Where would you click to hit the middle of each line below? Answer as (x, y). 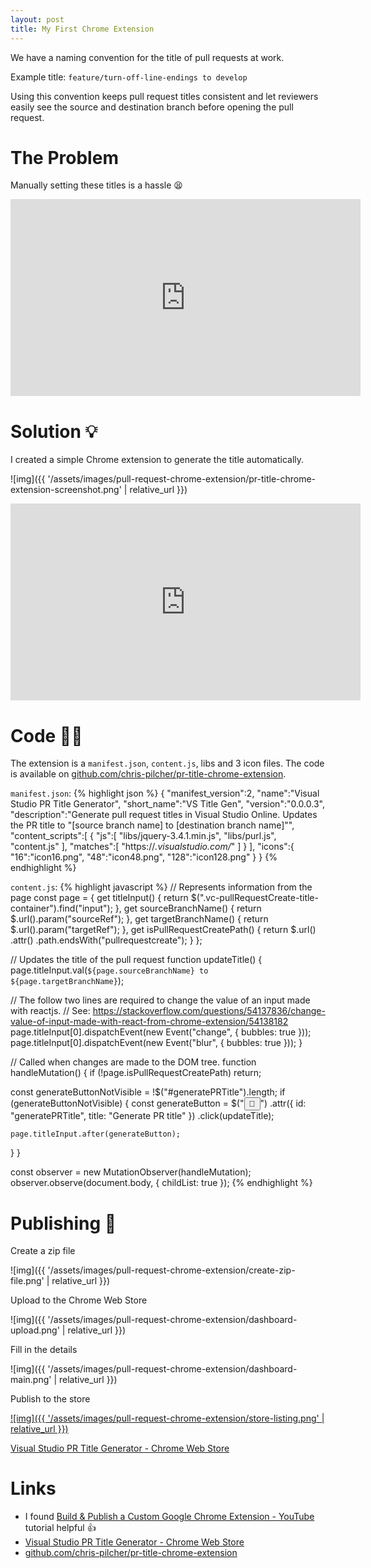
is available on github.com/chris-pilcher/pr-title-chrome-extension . (148, 774)
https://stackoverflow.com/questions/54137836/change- (209, 1011)
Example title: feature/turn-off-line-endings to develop (129, 77)
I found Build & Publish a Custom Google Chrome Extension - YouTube (169, 1517)
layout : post (37, 19)
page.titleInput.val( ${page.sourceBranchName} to (109, 970)
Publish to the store (50, 1399)
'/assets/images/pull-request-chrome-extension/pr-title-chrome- (182, 479)
